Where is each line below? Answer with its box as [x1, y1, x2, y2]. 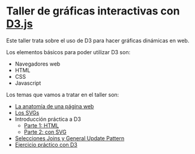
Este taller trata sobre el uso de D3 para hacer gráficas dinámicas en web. [6, 37, 190, 44]
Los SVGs [14, 109, 40, 116]
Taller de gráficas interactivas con [6, 4, 180, 18]
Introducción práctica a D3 [14, 115, 81, 123]
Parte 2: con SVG [23, 128, 67, 135]
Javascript [14, 79, 41, 87]
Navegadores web [14, 60, 61, 67]
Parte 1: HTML [23, 122, 59, 129]
